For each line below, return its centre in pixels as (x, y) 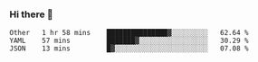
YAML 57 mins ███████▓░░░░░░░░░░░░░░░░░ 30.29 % (129, 41)
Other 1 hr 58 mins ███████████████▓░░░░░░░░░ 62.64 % (129, 33)
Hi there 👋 (32, 14)
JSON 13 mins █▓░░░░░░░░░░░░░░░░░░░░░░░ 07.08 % (129, 49)
